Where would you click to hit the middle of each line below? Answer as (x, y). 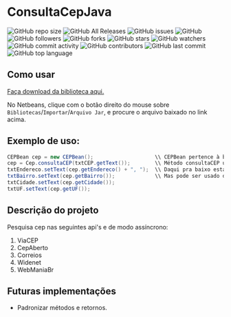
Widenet (29, 262)
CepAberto (33, 247)
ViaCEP (28, 240)
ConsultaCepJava (59, 12)
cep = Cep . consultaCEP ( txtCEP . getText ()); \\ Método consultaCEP (113, 163)
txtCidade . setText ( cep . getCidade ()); (61, 183)
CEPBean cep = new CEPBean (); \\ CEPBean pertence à (113, 157)
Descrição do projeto (53, 211)
